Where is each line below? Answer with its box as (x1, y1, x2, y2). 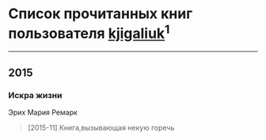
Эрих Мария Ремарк (8, 108, 78, 117)
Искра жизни (8, 89, 63, 100)
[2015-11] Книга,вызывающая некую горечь (27, 123, 175, 132)
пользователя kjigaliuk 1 (8, 21, 170, 43)
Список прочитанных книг (8, 5, 193, 23)
